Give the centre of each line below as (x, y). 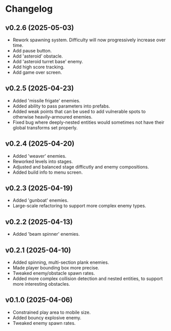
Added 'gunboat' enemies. (40, 200)
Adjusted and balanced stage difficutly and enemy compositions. (81, 167)
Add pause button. (32, 51)
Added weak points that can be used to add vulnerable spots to (79, 111)
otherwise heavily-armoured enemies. (52, 117)
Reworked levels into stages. (42, 161)
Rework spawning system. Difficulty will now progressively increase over (89, 40)
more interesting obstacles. (41, 284)
